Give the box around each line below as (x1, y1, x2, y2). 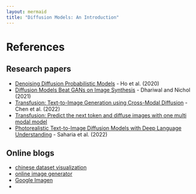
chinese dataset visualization (14, 164, 87, 171)
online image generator (14, 170, 73, 177)
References (6, 40, 65, 54)
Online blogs (6, 148, 55, 158)
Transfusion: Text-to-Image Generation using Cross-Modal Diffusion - (14, 99, 188, 106)
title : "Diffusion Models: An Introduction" (6, 14, 119, 20)
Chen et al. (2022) (14, 105, 61, 113)
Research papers (6, 64, 71, 74)
